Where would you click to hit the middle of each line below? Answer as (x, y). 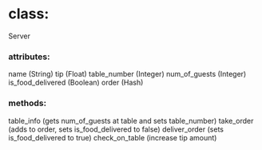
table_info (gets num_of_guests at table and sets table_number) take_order (131, 120)
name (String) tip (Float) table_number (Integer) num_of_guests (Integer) (127, 74)
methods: (27, 103)
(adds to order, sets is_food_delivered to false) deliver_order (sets (116, 129)
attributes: (29, 57)
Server (19, 36)
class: (29, 14)
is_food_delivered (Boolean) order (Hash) (76, 83)
